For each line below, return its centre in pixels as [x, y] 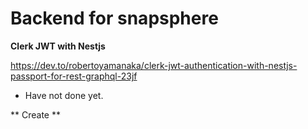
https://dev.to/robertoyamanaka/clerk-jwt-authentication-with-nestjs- [154, 65]
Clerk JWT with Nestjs [58, 46]
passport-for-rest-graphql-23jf [74, 76]
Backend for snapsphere [114, 18]
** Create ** [35, 114]
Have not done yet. [64, 95]
